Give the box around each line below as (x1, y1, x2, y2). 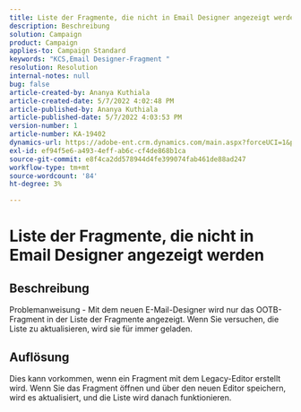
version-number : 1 (9, 122, 78, 131)
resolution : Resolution (9, 64, 99, 73)
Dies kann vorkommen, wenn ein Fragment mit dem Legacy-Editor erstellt (9, 373, 281, 383)
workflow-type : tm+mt (9, 163, 90, 172)
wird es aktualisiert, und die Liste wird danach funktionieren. (9, 391, 232, 403)
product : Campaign (9, 38, 78, 47)
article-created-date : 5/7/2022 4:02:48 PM (9, 96, 175, 106)
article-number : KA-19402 (9, 130, 106, 139)
